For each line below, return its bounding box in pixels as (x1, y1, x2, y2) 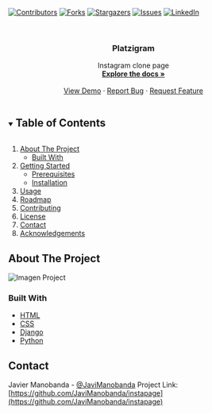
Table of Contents (15, 116, 106, 130)
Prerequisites (31, 169, 75, 179)
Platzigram (112, 42, 155, 53)
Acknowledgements (19, 229, 86, 238)
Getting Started (19, 161, 70, 171)
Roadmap (19, 195, 52, 204)
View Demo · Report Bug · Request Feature (63, 86, 204, 95)
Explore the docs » (102, 69, 165, 79)
